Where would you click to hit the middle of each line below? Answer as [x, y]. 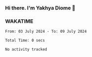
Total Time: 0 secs [25, 41]
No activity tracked [26, 49]
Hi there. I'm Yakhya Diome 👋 [40, 8]
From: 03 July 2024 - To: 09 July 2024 [46, 32]
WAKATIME [19, 21]
